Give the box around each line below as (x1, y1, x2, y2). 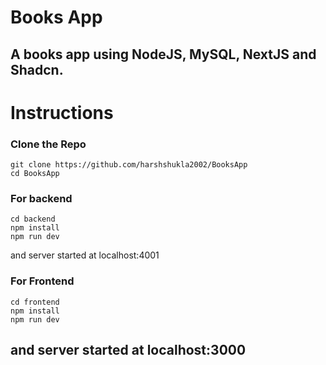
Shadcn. (10, 61, 64, 78)
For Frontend (10, 274, 75, 288)
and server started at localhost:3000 (10, 342, 247, 359)
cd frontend (10, 297, 60, 307)
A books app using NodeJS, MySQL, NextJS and (10, 46, 317, 63)
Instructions (10, 101, 114, 124)
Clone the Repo (10, 137, 87, 151)
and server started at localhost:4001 (10, 249, 160, 261)
